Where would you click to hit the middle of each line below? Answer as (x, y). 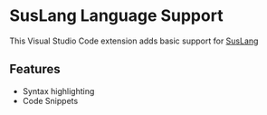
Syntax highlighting (58, 91)
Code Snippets (50, 101)
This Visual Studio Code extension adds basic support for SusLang (134, 41)
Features (35, 69)
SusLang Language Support (116, 16)
